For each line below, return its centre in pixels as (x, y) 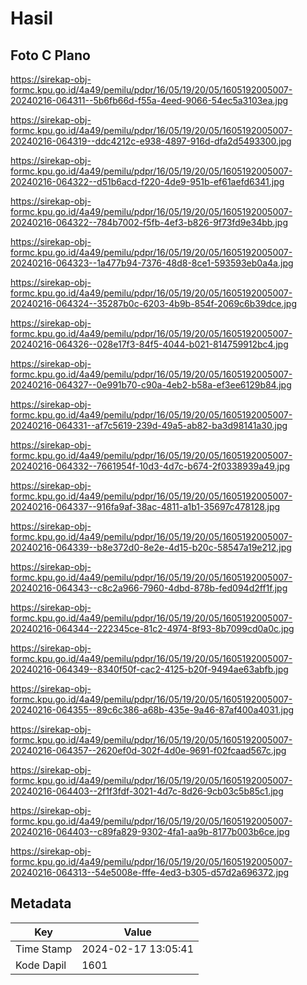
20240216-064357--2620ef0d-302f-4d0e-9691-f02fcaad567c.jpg (148, 750)
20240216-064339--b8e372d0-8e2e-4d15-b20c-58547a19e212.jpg (151, 547)
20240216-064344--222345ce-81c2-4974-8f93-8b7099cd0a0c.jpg (152, 628)
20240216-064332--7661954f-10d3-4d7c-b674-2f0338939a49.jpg (150, 466)
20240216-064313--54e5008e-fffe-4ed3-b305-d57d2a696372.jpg (150, 872)
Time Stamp (44, 949)
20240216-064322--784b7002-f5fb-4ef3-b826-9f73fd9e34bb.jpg (149, 222)
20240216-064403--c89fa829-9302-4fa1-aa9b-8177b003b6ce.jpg (150, 831)
